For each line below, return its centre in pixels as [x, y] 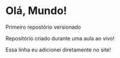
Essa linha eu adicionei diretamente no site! [58, 50]
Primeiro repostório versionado [43, 27]
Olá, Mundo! [36, 11]
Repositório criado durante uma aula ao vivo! [60, 38]
